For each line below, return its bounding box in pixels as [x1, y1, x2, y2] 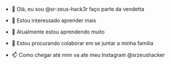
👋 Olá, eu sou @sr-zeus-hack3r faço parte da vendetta [11, 6, 145, 12]
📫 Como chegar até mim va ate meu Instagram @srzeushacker [11, 52, 165, 58]
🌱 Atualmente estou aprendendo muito [11, 28, 105, 35]
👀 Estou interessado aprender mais [11, 17, 97, 23]
